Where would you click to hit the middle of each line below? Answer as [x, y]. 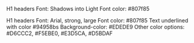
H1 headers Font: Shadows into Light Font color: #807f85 [78, 9]
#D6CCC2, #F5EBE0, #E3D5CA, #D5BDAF [59, 33]
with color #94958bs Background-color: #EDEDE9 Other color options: [95, 27]
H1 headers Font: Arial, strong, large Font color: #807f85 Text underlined [97, 20]
